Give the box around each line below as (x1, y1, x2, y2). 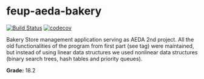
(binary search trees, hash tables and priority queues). (6, 55, 143, 62)
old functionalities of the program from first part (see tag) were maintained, (6, 42, 194, 49)
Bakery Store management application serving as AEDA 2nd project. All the (6, 36, 194, 43)
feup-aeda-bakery (6, 4, 102, 18)
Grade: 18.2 (6, 66, 36, 74)
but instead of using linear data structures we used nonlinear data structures (6, 48, 198, 55)
